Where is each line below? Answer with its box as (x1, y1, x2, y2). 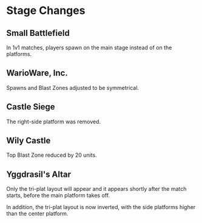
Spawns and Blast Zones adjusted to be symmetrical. (6, 84, 140, 91)
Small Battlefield (6, 28, 70, 38)
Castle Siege (6, 101, 56, 112)
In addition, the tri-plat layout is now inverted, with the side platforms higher (6, 204, 196, 211)
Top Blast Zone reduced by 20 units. (6, 151, 97, 159)
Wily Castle (6, 136, 51, 146)
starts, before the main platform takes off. (6, 192, 110, 199)
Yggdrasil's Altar (6, 169, 72, 179)
